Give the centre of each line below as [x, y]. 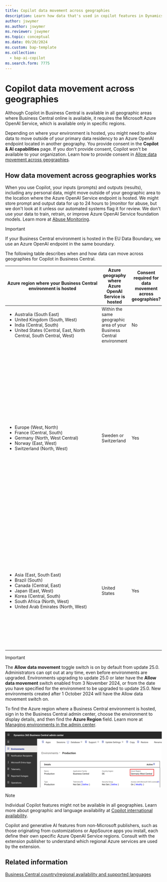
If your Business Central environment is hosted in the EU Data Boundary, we [83, 239]
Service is [114, 296]
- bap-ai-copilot [28, 58]
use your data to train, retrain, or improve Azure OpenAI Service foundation [82, 214]
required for [146, 278]
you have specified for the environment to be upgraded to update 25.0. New [83, 688]
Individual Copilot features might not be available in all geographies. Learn [81, 805]
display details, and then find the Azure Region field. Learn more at [74, 719]
